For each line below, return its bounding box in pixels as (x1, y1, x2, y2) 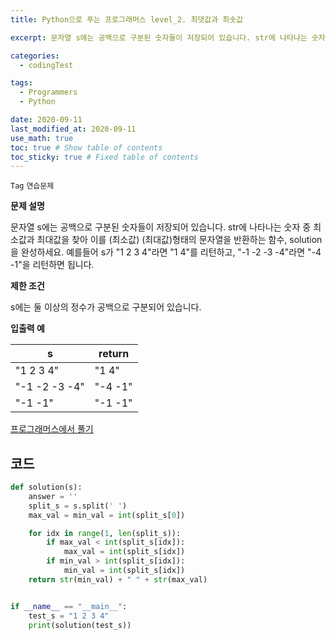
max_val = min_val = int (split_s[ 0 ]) (28, 510, 186, 520)
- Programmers (19, 87, 78, 98)
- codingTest (19, 60, 74, 70)
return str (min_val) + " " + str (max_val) (28, 574, 208, 585)
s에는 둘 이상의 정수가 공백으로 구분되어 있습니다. (10, 301, 202, 313)
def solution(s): (10, 482, 83, 493)
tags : (10, 78, 33, 88)
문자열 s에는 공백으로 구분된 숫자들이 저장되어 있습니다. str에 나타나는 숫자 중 (10, 221, 312, 233)
